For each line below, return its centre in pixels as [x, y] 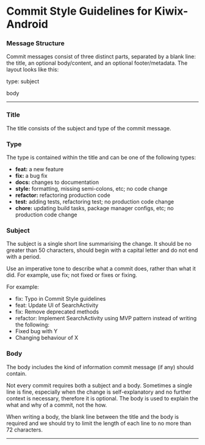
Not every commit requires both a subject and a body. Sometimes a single [99, 385]
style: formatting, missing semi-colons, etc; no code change [91, 189]
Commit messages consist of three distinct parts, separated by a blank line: [101, 57]
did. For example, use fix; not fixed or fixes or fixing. [72, 275]
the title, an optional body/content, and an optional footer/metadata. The [97, 63]
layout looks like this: [33, 70]
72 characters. [24, 430]
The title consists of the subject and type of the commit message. [89, 128]
